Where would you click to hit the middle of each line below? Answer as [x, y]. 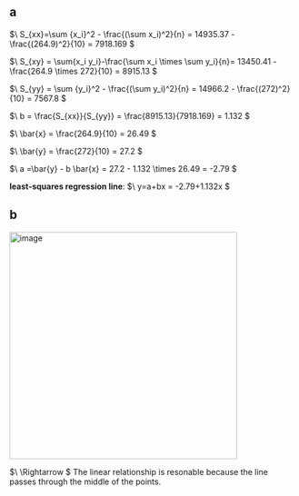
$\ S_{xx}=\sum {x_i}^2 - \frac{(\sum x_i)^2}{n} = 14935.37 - [122, 34]
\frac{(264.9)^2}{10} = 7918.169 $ [72, 44]
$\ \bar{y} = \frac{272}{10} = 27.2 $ [76, 151]
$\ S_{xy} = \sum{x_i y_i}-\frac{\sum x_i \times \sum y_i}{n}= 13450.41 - [143, 61]
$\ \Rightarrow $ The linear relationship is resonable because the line [139, 471]
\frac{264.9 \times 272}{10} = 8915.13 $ [83, 71]
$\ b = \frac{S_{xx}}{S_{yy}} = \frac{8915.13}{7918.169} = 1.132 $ [130, 115]
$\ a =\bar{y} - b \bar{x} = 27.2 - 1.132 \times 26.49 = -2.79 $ [123, 168]
